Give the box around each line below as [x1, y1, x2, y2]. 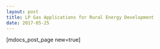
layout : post [6, 8, 39, 15]
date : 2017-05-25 [6, 20, 50, 26]
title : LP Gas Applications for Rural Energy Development [6, 14, 154, 20]
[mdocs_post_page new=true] [6, 36, 81, 44]
